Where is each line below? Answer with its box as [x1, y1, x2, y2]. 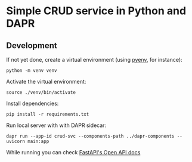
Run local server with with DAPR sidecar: [6, 122, 106, 129]
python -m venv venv [6, 68, 58, 74]
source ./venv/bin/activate [6, 90, 76, 96]
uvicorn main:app [6, 138, 49, 144]
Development [6, 40, 58, 50]
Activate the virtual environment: [6, 78, 86, 85]
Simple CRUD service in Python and [6, 4, 187, 18]
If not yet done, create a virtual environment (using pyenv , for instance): [6, 56, 183, 63]
